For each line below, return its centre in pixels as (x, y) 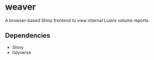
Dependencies (28, 36)
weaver (21, 7)
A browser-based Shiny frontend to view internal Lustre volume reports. (77, 20)
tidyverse (22, 52)
